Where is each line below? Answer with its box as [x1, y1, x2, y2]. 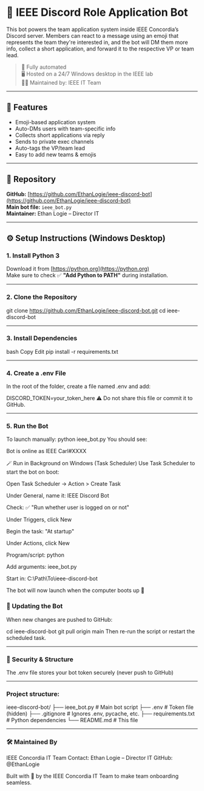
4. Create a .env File [6, 368, 66, 377]
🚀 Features [6, 102, 48, 113]
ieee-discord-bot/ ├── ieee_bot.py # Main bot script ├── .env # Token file [6, 703, 194, 711]
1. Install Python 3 [6, 251, 59, 259]
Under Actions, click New [6, 540, 70, 547]
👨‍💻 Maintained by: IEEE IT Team [21, 79, 101, 86]
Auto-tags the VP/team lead [15, 144, 85, 152]
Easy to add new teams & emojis [15, 150, 97, 158]
